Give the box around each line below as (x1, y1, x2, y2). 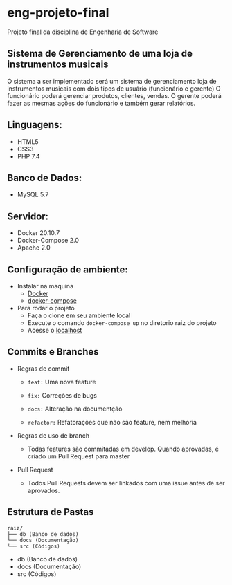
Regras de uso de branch (17, 431, 90, 440)
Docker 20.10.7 (17, 229, 60, 237)
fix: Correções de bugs (27, 391, 97, 399)
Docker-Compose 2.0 (17, 236, 80, 245)
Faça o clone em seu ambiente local (27, 311, 131, 319)
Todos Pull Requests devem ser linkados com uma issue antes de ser (27, 479, 225, 487)
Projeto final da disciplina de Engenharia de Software (7, 28, 159, 36)
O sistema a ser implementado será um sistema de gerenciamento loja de (7, 77, 217, 85)
